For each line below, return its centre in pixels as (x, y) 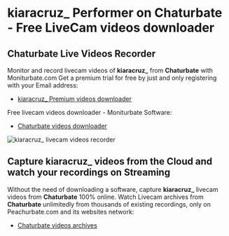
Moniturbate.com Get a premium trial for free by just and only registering (112, 78)
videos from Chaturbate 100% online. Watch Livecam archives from (106, 197)
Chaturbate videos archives (57, 225)
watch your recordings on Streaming (89, 173)
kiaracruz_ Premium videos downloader (74, 99)
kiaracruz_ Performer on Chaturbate (115, 13)
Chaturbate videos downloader (62, 126)
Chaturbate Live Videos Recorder (82, 54)
